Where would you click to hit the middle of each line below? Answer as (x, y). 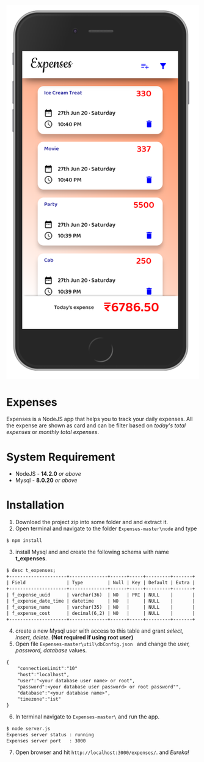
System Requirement (61, 457)
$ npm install (24, 541)
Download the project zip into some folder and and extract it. (92, 522)
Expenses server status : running (50, 735)
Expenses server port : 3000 (46, 741)
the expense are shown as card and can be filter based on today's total (96, 425)
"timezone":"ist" (39, 699)
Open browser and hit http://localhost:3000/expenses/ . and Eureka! (102, 752)
